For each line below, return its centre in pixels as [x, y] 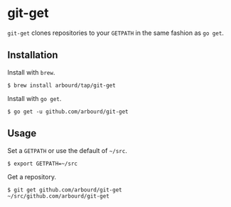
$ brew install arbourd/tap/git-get [61, 85]
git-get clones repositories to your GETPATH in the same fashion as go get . [116, 33]
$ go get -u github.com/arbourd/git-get [68, 112]
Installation [33, 55]
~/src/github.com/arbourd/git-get [59, 196]
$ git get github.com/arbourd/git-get [65, 190]
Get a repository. [32, 176]
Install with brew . [31, 72]
